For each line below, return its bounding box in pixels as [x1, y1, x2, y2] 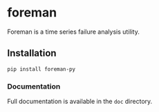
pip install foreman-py [7, 65, 76, 73]
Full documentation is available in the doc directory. [7, 98, 153, 106]
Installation [7, 47, 57, 59]
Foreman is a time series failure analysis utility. [7, 27, 140, 36]
